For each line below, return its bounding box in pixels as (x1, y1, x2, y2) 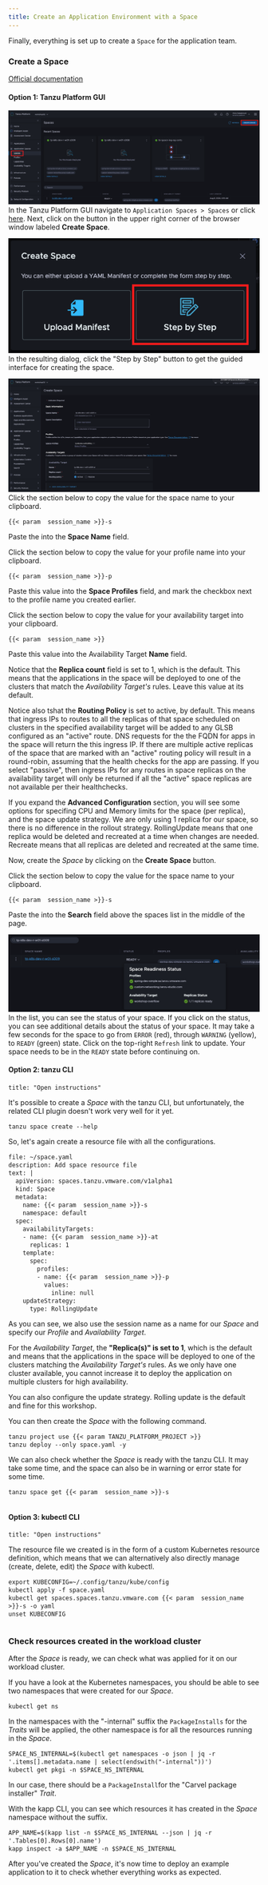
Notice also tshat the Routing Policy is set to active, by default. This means (8, 706, 255, 715)
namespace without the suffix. (8, 1812, 108, 1822)
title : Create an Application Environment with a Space (8, 13, 198, 21)
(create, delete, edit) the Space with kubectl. (8, 1562, 155, 1572)
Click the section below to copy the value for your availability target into (8, 610, 244, 619)
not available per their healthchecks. (8, 781, 128, 791)
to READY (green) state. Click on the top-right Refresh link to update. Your (8, 1038, 246, 1048)
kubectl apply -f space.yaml (8, 1586, 105, 1594)
